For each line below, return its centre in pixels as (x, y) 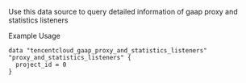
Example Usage (34, 36)
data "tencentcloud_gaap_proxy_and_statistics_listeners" (108, 51)
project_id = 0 (41, 64)
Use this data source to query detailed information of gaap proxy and (123, 12)
